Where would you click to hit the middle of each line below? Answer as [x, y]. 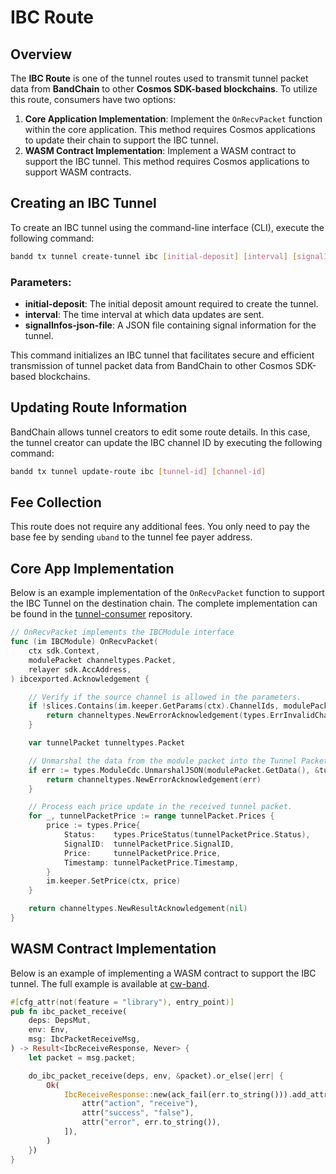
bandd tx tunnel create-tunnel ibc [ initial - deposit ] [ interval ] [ [154, 256]
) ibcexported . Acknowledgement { [80, 679]
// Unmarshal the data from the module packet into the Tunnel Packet [178, 761]
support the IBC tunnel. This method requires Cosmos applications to [167, 161]
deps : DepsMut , [60, 1021]
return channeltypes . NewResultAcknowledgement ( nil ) [138, 909]
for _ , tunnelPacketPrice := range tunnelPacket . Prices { [151, 816]
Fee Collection [56, 502]
